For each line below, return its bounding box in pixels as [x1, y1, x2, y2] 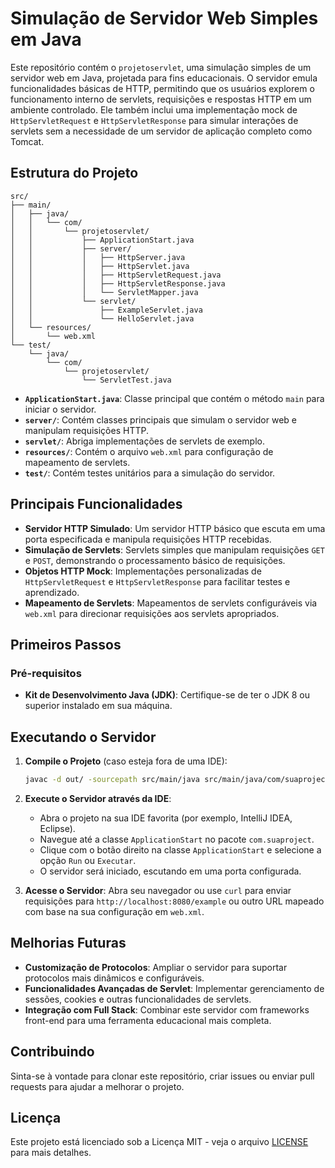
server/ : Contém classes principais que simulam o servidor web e [24, 413, 297, 426]
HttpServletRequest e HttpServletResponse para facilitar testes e [24, 575, 291, 587]
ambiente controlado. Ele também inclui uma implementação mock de [10, 103, 298, 116]
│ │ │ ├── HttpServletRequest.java [10, 270, 222, 280]
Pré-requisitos [10, 666, 82, 680]
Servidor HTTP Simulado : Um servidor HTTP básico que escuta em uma [24, 522, 326, 534]
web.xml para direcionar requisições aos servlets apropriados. [24, 607, 280, 619]
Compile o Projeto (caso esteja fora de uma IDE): [24, 755, 228, 767]
